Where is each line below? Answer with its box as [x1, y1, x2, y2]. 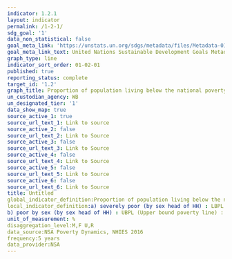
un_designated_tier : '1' [7, 100, 79, 107]
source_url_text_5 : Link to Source [7, 171, 110, 178]
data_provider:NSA [7, 241, 60, 249]
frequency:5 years [7, 235, 60, 242]
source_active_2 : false [7, 126, 76, 133]
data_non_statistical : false [7, 36, 91, 43]
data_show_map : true [7, 106, 67, 113]
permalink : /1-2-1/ [7, 23, 64, 30]
